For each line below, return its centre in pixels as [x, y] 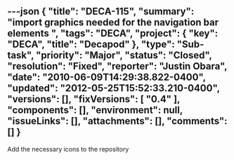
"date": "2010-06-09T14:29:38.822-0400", [106, 78]
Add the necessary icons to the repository [68, 149]
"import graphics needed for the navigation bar [113, 23]
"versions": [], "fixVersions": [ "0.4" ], [94, 99]
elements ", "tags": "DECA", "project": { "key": [113, 33]
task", [20, 55]
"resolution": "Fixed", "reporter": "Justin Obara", [117, 66]
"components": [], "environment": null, [95, 111]
